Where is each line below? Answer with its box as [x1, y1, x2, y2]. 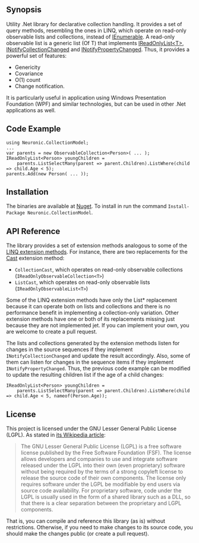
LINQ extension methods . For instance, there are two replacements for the [6, 248, 188, 255]
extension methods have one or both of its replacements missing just [6, 315, 175, 323]
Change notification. [14, 83, 65, 90]
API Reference [6, 226, 61, 236]
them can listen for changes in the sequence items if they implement [6, 359, 174, 366]
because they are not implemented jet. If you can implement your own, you [6, 322, 189, 329]
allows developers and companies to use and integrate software [20, 456, 178, 463]
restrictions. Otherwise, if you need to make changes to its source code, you [6, 524, 193, 531]
